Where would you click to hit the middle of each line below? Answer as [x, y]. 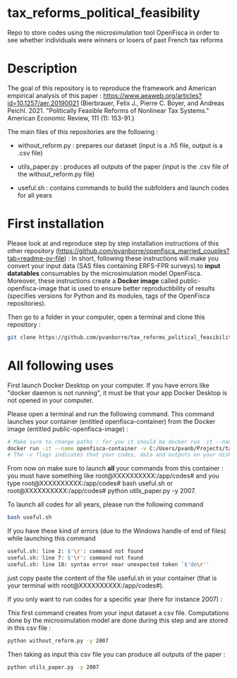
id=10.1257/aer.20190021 [43, 103]
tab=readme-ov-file [36, 258]
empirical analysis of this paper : [55, 95]
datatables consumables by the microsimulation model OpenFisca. [105, 273]
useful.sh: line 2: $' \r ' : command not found [75, 552]
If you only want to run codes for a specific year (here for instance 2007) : [115, 599]
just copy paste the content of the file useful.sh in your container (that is [112, 578]
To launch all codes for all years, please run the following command [105, 504]
